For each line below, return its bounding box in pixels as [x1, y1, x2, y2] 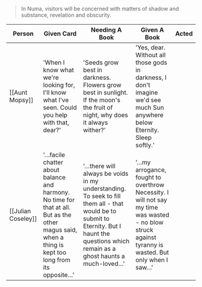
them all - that [83, 199, 124, 208]
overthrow [135, 181, 165, 189]
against [135, 234, 156, 241]
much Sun [135, 103, 164, 112]
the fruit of [83, 103, 113, 112]
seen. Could [43, 103, 77, 112]
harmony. [43, 189, 70, 196]
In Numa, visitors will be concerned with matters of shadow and [20, 5, 179, 12]
